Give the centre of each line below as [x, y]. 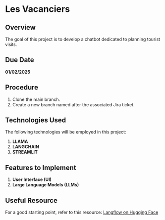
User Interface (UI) [32, 179]
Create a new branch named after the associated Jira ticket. [73, 104]
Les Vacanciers [38, 9]
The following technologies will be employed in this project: [66, 132]
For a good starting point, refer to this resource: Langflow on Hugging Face [82, 212]
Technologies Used [35, 120]
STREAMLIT [25, 152]
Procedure [22, 88]
